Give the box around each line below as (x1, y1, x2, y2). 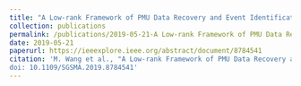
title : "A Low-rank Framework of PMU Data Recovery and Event (9, 13, 246, 22)
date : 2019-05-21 (9, 38, 74, 47)
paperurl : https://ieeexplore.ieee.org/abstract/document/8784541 (9, 47, 262, 56)
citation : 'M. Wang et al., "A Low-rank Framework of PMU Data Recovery (9, 55, 287, 64)
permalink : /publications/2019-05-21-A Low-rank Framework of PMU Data (9, 30, 282, 39)
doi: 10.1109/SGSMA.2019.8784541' (9, 64, 139, 73)
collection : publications (9, 21, 106, 30)
